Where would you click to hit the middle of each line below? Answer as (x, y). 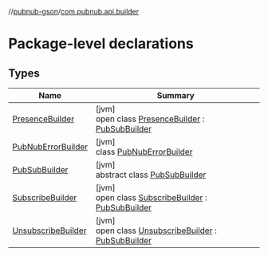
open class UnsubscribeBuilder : (156, 230)
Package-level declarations (101, 44)
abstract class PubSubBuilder (151, 175)
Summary (176, 95)
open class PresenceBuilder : (150, 119)
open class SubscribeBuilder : (151, 197)
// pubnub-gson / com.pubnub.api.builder (74, 12)
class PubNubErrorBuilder (144, 152)
